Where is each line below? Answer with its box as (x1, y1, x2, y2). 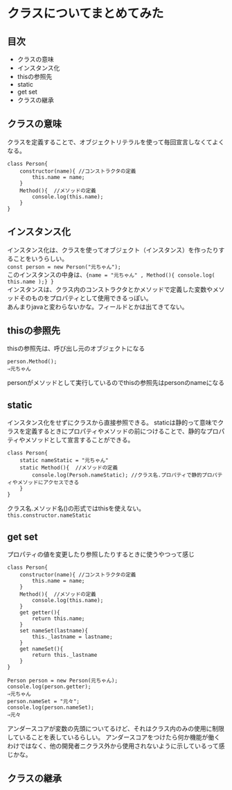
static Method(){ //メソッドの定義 (19, 465, 118, 472)
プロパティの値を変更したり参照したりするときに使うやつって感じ (7, 550, 195, 558)
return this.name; (32, 615, 85, 622)
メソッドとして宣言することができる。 (25, 436, 134, 444)
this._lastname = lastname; (32, 633, 113, 641)
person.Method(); (7, 358, 57, 366)
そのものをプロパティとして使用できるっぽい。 (19, 293, 152, 302)
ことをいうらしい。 (12, 254, 68, 263)
